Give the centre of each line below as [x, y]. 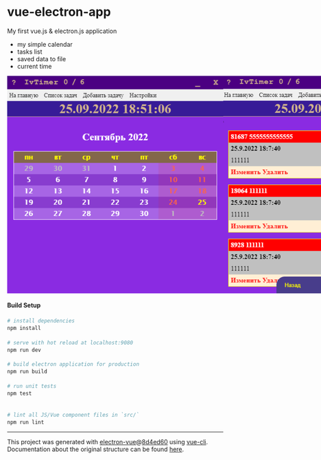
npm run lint [26, 423]
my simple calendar [45, 44]
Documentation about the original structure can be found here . [96, 449]
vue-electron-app [59, 12]
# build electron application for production [73, 364]
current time [34, 66]
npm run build [27, 372]
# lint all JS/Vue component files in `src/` [73, 415]
